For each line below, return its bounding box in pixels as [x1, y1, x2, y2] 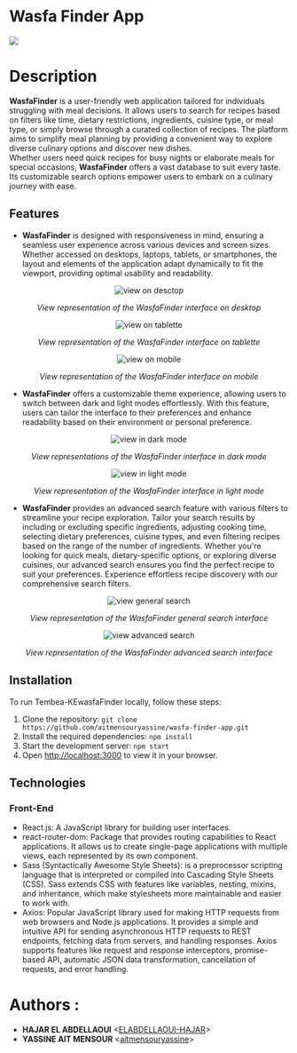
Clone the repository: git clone [21, 714, 137, 724]
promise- [234, 945, 269, 956]
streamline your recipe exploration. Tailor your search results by [21, 512, 255, 523]
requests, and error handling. [21, 964, 129, 975]
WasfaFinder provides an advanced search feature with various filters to [21, 502, 288, 513]
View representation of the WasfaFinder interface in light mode [34, 485, 264, 496]
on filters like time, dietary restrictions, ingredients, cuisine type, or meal [9, 114, 273, 125]
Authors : [9, 995, 80, 1015]
